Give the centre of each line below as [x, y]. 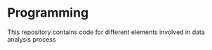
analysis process [32, 39]
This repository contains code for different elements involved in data [106, 32]
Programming [48, 13]
